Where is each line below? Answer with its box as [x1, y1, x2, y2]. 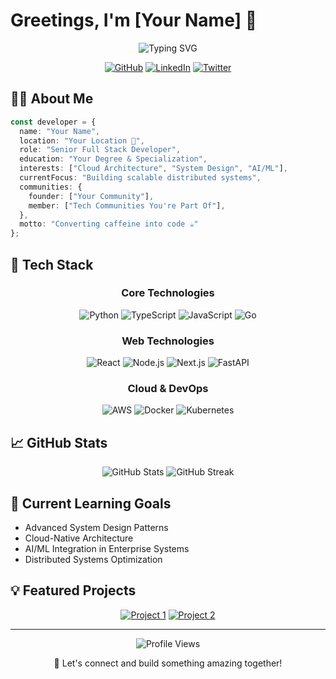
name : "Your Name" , [19, 126, 101, 136]
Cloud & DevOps [127, 382, 209, 396]
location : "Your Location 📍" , [19, 135, 145, 146]
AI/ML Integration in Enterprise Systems [24, 543, 190, 555]
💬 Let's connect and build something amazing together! [53, 657, 283, 669]
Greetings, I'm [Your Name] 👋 [10, 9, 258, 32]
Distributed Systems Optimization [24, 554, 163, 566]
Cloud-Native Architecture [24, 532, 134, 544]
